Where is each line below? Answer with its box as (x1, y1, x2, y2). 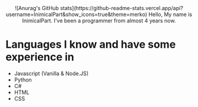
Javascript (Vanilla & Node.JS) (14, 70, 89, 77)
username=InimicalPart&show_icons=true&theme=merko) (5, 11, 148, 18)
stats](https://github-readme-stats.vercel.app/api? (60, 5, 183, 11)
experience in (5, 50, 75, 64)
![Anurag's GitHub (15, 5, 59, 11)
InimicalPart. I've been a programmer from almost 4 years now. (22, 17, 176, 24)
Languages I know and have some (5, 38, 176, 51)
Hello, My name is (148, 11, 193, 18)
